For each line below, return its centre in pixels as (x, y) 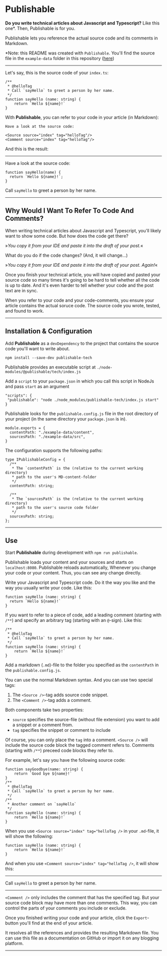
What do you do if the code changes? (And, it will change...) (67, 255)
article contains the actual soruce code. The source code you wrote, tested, (83, 305)
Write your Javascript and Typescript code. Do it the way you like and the (80, 582)
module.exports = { (25, 428)
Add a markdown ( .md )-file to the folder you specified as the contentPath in (82, 665)
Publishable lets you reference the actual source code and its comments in (82, 38)
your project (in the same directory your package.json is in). (66, 419)
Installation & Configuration (49, 331)
